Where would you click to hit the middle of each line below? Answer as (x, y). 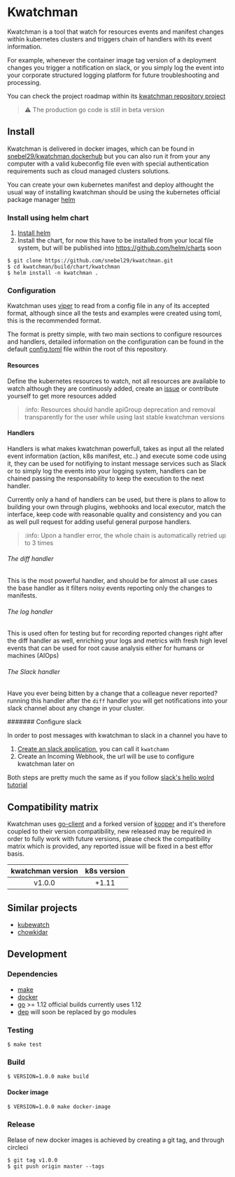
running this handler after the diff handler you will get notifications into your (117, 701)
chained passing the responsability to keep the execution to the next (106, 478)
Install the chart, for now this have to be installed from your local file (115, 241)
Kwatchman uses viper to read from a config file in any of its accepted (108, 306)
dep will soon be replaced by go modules (77, 1011)
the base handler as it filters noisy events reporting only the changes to (110, 588)
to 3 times (39, 543)
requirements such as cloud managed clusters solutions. (89, 171)
